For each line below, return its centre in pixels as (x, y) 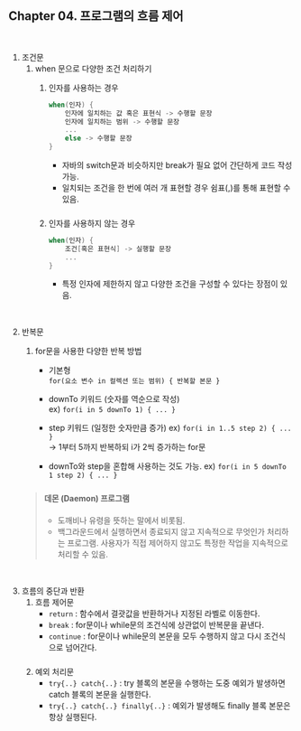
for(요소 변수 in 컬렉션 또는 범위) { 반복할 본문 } (134, 381)
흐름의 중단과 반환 (53, 591)
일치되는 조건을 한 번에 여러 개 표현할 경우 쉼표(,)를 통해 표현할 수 (176, 188)
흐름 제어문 (54, 603)
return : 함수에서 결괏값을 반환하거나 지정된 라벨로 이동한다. (154, 614)
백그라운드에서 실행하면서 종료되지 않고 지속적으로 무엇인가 (161, 532)
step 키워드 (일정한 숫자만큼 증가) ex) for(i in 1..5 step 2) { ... (170, 428)
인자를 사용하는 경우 (83, 88)
